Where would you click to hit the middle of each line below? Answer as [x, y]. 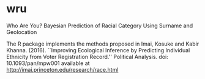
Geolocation [22, 32]
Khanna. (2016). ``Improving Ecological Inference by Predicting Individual [98, 50]
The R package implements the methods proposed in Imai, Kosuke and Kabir [103, 44]
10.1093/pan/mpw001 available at [48, 63]
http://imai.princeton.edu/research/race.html [62, 69]
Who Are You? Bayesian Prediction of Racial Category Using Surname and [100, 26]
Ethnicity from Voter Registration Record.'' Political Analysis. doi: [87, 57]
